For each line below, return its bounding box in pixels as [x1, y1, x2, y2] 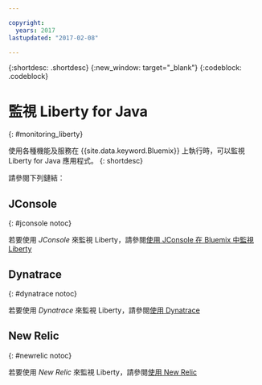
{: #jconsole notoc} [8, 218, 72, 228]
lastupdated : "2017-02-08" [8, 34, 99, 42]
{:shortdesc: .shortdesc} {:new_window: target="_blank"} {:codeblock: [8, 63, 243, 72]
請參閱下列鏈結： [8, 173, 65, 183]
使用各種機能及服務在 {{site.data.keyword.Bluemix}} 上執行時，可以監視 [8, 146, 245, 155]
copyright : [8, 19, 45, 27]
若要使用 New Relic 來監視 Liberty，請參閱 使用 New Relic [8, 367, 198, 377]
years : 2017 [15, 26, 56, 35]
